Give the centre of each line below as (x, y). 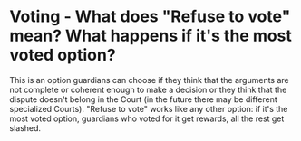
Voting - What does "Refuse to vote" (150, 17)
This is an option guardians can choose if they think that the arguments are (150, 80)
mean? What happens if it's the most (151, 36)
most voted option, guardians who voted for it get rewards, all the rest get (147, 118)
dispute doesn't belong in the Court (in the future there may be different (144, 99)
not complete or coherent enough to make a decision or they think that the (148, 89)
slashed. (25, 127)
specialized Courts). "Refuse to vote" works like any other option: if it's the (149, 108)
